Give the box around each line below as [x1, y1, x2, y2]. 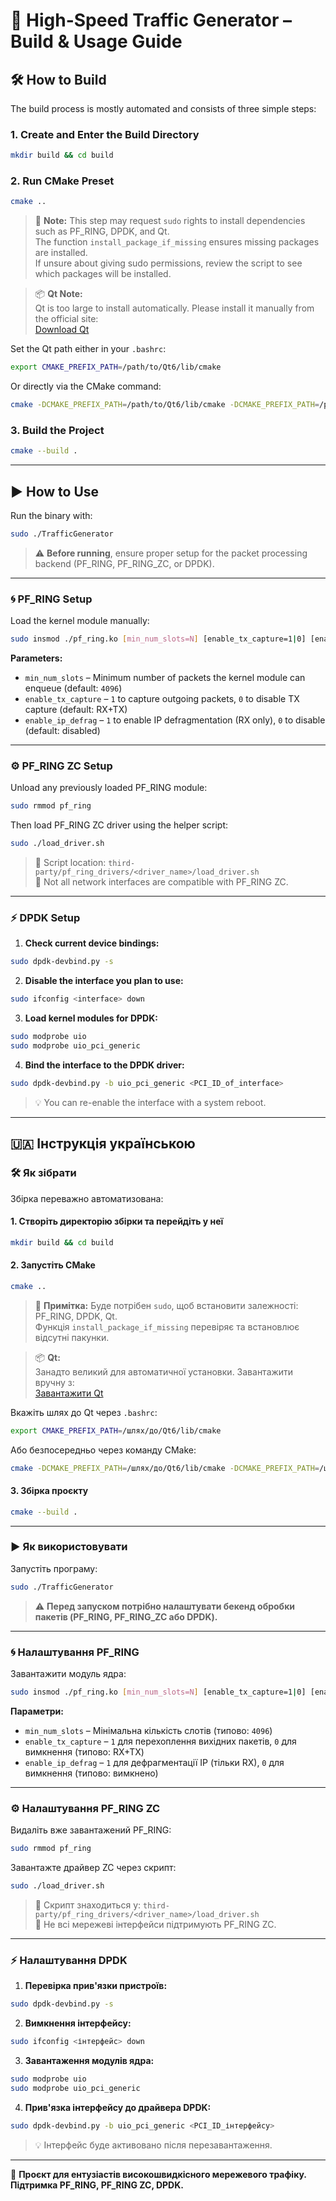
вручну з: [34, 1376, 75, 1388]
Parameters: [10, 652, 63, 664]
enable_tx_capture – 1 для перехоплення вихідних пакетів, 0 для [24, 1735, 297, 1747]
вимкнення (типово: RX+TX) [24, 1745, 145, 1758]
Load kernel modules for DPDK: [24, 1012, 158, 1024]
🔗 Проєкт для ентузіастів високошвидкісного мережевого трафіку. [10, 2168, 307, 2180]
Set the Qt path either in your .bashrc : [10, 343, 167, 355]
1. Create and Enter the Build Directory [10, 127, 200, 141]
